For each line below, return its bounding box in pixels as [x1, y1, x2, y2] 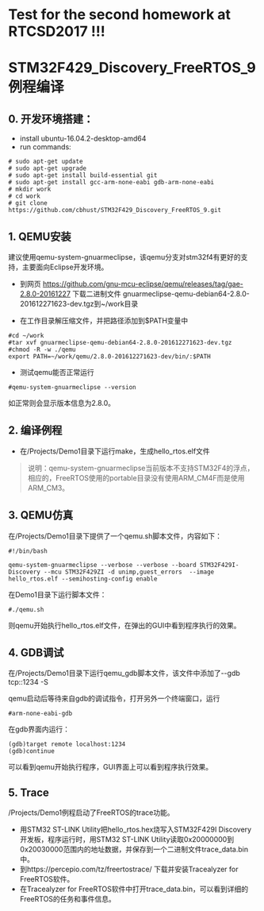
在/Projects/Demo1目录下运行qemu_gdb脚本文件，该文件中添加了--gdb [8, 669, 240, 678]
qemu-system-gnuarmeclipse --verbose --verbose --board [8, 561, 197, 569]
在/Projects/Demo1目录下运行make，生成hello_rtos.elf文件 [19, 446, 210, 456]
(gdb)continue [8, 747, 55, 755]
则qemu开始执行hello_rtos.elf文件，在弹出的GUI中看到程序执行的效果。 [8, 620, 241, 630]
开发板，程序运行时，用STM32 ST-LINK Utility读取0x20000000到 [19, 835, 235, 844]
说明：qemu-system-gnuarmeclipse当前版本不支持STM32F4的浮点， [27, 463, 254, 473]
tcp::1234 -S [8, 677, 49, 687]
